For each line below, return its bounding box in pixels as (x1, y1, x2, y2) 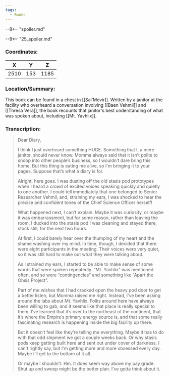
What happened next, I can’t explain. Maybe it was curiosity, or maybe (17, 210, 164, 216)
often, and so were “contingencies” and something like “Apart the (17, 272, 154, 278)
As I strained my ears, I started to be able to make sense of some (17, 261, 153, 267)
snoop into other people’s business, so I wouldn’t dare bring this (17, 157, 151, 163)
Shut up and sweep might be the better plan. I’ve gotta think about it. (17, 366, 160, 372)
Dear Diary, (17, 137, 41, 143)
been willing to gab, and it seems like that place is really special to (17, 303, 155, 309)
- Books (10, 12, 26, 17)
